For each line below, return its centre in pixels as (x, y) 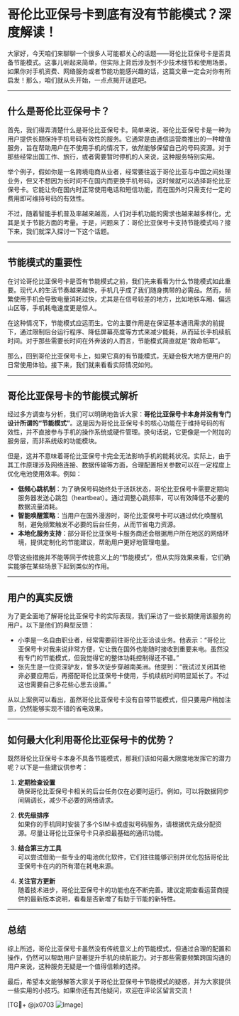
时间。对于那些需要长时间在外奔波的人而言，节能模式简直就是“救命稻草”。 (116, 340)
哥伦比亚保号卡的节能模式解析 (73, 396)
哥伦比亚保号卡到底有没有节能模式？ (113, 15)
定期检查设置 (36, 782)
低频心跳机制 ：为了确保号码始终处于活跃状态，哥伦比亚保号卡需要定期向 (123, 489)
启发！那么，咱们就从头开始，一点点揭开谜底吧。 (79, 80)
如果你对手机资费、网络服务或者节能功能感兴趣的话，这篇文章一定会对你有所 (119, 71)
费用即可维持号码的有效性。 (48, 198)
